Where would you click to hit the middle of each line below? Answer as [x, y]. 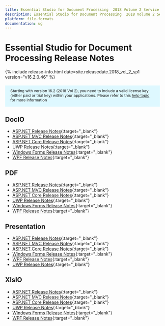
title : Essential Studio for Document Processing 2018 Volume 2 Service [82, 10]
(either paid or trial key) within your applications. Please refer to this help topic [80, 95]
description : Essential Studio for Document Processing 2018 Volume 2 [80, 14]
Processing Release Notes [60, 58]
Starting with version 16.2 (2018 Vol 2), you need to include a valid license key [80, 91]
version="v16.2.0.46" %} [30, 77]
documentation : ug [24, 23]
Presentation [25, 226]
